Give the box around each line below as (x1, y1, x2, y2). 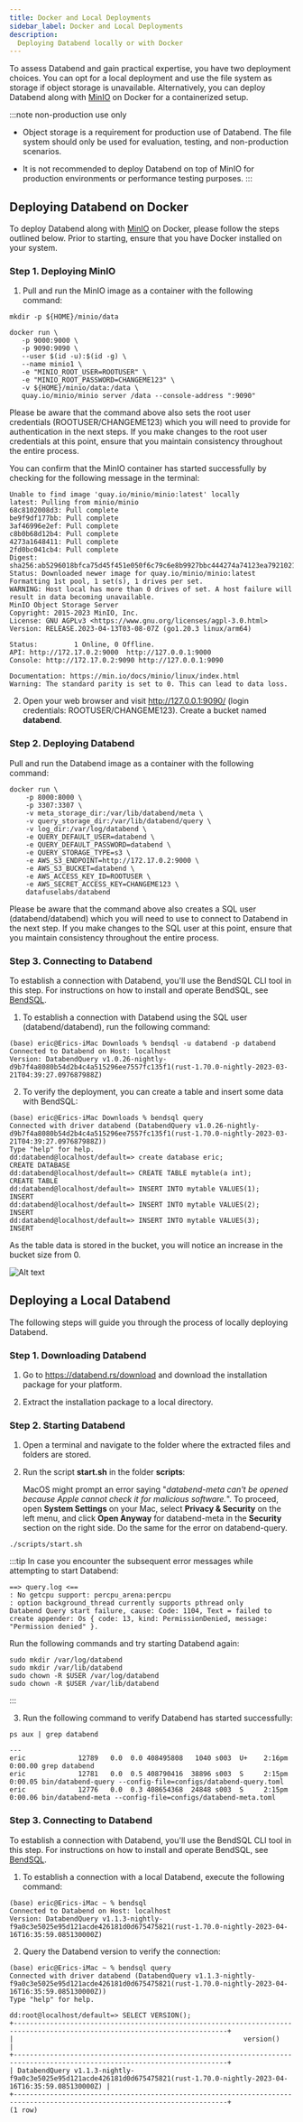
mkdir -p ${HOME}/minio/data (9, 312, 119, 321)
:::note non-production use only (9, 109, 127, 120)
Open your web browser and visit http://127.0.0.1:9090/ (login (22, 696, 250, 707)
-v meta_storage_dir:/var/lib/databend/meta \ (25, 809, 204, 818)
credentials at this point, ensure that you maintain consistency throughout (9, 436, 283, 447)
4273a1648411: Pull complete (9, 538, 119, 547)
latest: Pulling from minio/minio (9, 498, 140, 507)
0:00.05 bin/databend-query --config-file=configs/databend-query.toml (9, 1777, 284, 1787)
